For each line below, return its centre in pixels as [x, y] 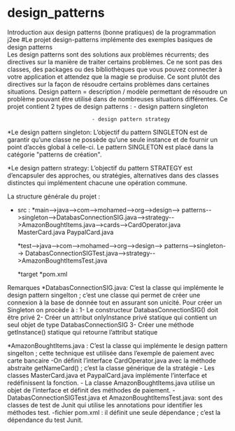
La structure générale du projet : [54, 196]
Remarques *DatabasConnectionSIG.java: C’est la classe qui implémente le [115, 287]
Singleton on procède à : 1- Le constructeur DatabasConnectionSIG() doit [113, 309]
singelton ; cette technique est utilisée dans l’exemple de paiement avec [111, 353]
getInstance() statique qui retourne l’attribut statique [83, 332]
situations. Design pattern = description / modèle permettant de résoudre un [117, 92]
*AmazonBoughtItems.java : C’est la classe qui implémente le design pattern [117, 345]
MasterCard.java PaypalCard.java [65, 232]
